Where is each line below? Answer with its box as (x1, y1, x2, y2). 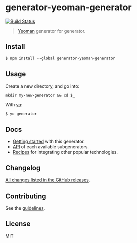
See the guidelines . (5, 205, 45, 211)
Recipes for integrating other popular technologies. (12, 149, 118, 155)
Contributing (5, 192, 46, 200)
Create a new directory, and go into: (5, 83, 80, 89)
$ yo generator (5, 111, 37, 116)
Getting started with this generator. (12, 138, 85, 145)
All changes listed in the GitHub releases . (5, 177, 90, 183)
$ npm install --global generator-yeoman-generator (5, 56, 115, 61)
